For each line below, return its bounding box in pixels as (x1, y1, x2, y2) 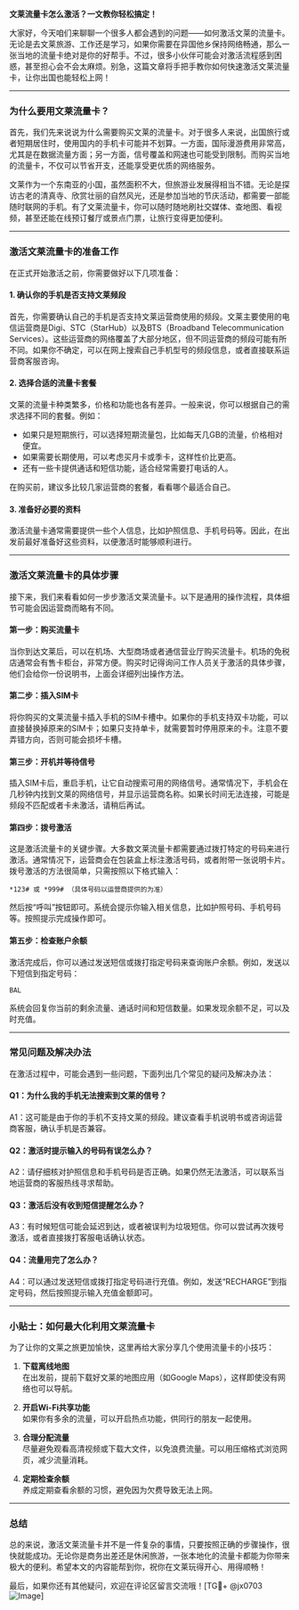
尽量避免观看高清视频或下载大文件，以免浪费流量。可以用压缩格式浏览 (21, 1443, 280, 1454)
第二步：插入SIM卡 (9, 690, 79, 701)
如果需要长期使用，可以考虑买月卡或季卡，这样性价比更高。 (21, 452, 241, 462)
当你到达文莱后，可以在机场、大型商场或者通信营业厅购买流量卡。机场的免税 (9, 645, 290, 656)
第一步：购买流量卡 (9, 624, 80, 636)
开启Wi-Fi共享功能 (21, 1401, 91, 1412)
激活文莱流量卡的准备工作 (9, 245, 119, 258)
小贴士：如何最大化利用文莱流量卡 (9, 1319, 156, 1332)
